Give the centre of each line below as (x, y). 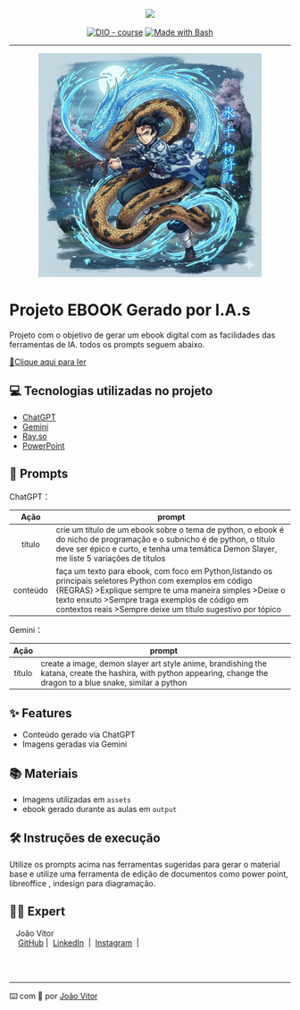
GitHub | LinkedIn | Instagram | (79, 942)
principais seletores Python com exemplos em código (154, 580)
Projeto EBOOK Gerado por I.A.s (130, 310)
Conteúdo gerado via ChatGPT (79, 735)
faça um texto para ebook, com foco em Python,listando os (164, 571)
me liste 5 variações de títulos (111, 559)
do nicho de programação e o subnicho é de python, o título (165, 539)
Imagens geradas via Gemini (75, 744)
